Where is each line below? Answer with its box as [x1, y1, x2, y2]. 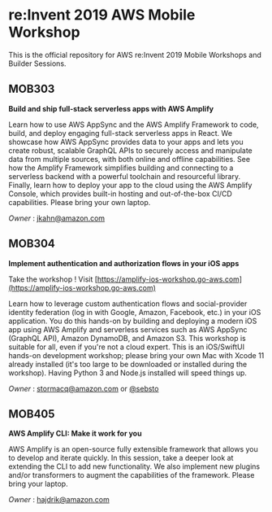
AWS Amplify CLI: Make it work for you [8, 429, 142, 439]
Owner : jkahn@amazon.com [8, 213, 106, 223]
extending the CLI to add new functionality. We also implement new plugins [8, 462, 261, 471]
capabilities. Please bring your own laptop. [8, 197, 151, 207]
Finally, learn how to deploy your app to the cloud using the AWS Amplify [8, 180, 253, 190]
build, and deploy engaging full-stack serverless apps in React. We [8, 128, 233, 138]
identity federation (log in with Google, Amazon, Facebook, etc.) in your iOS [8, 307, 261, 317]
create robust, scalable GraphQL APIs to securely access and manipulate [8, 145, 253, 155]
